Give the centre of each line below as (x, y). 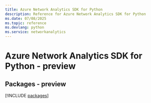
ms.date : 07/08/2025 (26, 18)
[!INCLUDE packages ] (27, 96)
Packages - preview (36, 84)
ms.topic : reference (26, 23)
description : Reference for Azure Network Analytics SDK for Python (75, 14)
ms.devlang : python (25, 28)
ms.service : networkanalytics (36, 32)
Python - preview (40, 66)
